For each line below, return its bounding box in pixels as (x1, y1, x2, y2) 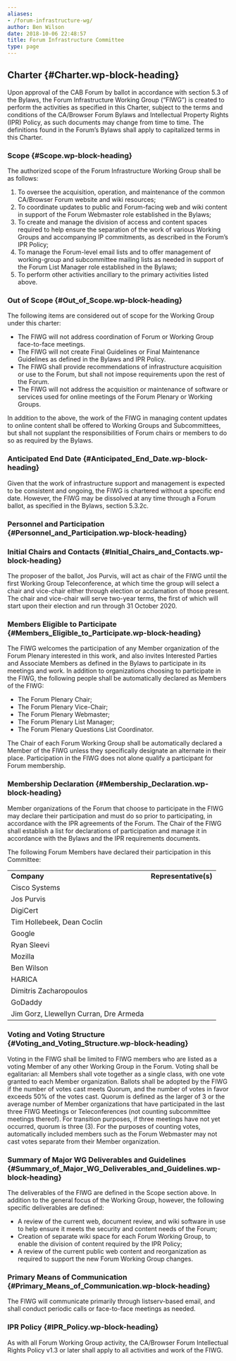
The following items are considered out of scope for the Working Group (7, 311, 215, 320)
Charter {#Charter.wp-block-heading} (7, 69, 180, 81)
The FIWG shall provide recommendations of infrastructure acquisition (17, 363, 222, 371)
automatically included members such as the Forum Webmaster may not (7, 1129, 218, 1138)
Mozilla (11, 951, 35, 961)
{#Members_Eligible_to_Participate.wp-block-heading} (7, 628, 201, 637)
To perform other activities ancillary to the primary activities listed (17, 270, 209, 279)
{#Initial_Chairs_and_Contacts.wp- (101, 546, 224, 556)
